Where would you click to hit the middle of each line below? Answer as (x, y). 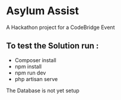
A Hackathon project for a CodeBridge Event (60, 27)
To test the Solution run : (52, 46)
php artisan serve (36, 79)
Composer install (35, 60)
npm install (28, 66)
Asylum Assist (42, 11)
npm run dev (30, 73)
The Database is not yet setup (43, 91)
